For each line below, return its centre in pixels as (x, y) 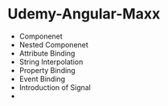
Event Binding (42, 79)
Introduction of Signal (55, 87)
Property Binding (47, 70)
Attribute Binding (47, 53)
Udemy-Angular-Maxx (84, 14)
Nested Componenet (54, 44)
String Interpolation (51, 62)
